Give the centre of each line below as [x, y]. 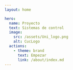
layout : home [18, 10]
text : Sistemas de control [36, 28]
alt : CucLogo [27, 42]
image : [16, 33]
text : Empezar [32, 55]
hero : [10, 18]
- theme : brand [29, 51]
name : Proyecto [24, 23]
